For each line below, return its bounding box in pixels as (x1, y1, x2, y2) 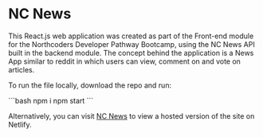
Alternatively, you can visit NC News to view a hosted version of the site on (8, 111, 255, 120)
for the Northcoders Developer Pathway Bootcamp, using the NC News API (8, 39, 255, 49)
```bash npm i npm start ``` (8, 96, 94, 105)
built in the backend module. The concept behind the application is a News (8, 48, 254, 57)
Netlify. (8, 119, 32, 129)
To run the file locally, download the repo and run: (8, 80, 172, 90)
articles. (8, 65, 35, 74)
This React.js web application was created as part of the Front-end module (8, 31, 254, 41)
